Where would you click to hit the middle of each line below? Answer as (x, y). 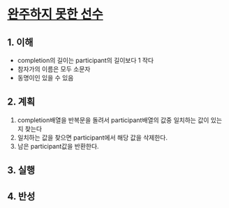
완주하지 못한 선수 (55, 14)
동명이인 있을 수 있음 (45, 78)
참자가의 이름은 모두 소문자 (54, 69)
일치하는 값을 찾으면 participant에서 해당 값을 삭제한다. (93, 138)
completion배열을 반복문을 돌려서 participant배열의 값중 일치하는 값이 (113, 120)
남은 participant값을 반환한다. (58, 146)
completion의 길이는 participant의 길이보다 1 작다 (86, 60)
